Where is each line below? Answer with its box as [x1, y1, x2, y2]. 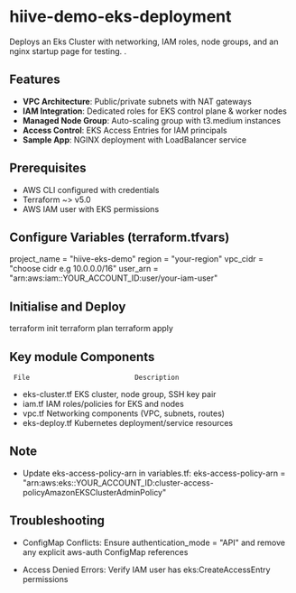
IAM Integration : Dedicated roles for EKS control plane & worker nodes [22, 106, 287, 116]
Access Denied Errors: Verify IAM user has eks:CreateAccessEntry [22, 564, 271, 575]
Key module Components [9, 349, 155, 365]
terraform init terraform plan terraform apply [9, 323, 174, 334]
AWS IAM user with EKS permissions [22, 203, 160, 214]
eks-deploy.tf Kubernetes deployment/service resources [22, 418, 233, 428]
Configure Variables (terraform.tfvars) [9, 229, 230, 245]
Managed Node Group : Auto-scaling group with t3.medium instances [22, 115, 282, 125]
